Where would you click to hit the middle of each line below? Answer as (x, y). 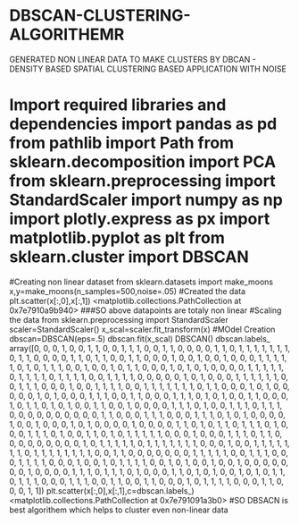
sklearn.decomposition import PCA (143, 162)
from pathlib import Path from (122, 143)
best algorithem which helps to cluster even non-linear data (119, 510)
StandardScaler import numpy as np (146, 200)
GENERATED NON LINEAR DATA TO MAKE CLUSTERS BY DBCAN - (133, 59)
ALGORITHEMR (67, 34)
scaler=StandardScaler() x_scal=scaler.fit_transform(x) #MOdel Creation (142, 329)
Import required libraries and (118, 105)
